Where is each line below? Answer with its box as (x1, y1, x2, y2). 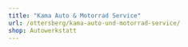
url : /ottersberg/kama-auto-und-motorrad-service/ (8, 19, 181, 27)
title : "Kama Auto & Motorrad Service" (8, 11, 142, 20)
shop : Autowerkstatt (8, 26, 78, 34)
